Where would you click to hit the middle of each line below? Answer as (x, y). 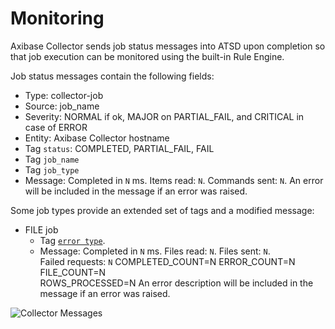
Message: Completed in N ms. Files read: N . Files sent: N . (155, 251)
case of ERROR (56, 127)
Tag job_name (52, 159)
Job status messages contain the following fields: (112, 76)
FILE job (41, 229)
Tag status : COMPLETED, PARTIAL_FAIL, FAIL (119, 148)
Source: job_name (62, 106)
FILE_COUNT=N (73, 272)
